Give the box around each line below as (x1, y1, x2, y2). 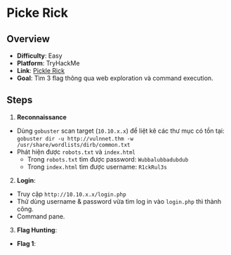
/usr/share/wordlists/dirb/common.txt (16, 141, 131, 148)
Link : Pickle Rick (16, 67, 65, 74)
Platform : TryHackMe (16, 59, 80, 67)
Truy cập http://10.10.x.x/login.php (16, 190, 127, 198)
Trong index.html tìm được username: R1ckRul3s (27, 162, 168, 171)
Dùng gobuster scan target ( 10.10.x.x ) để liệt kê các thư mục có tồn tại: (16, 126, 225, 135)
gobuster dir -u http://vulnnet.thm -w (16, 135, 134, 142)
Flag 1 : (16, 239, 37, 247)
